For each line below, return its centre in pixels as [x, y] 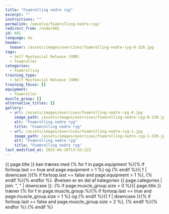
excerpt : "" [18, 15]
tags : [11, 52]
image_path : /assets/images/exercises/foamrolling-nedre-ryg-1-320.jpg [91, 136]
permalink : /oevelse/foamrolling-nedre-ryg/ [53, 24]
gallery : [14, 108]
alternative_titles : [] [30, 103]
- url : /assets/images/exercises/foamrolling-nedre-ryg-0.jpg [76, 113]
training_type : [21, 75]
